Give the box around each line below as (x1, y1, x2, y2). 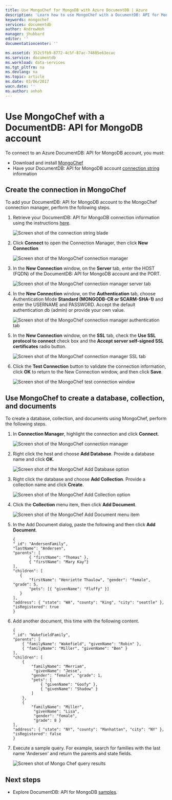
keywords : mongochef (5, 17, 50, 22)
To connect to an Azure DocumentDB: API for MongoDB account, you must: (5, 150, 165, 156)
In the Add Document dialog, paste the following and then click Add (12, 522, 156, 528)
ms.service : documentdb (5, 55, 56, 60)
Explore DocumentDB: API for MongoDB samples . (12, 789, 118, 795)
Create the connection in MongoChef (5, 185, 126, 194)
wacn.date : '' (5, 84, 36, 89)
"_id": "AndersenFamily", (12, 541, 68, 547)
